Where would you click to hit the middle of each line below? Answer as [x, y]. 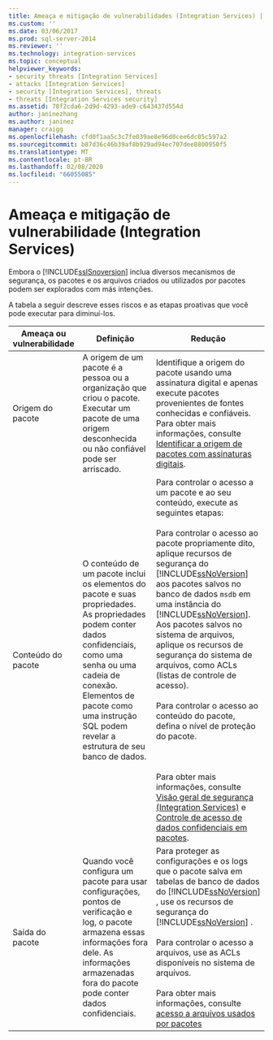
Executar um [106, 408]
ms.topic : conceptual [45, 62]
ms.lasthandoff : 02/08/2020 [56, 167]
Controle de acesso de [199, 817]
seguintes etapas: [190, 513]
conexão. [100, 685]
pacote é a [103, 367]
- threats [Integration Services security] [83, 99]
